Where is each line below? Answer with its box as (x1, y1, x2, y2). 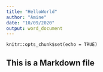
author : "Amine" (6, 14, 47, 20)
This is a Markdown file (6, 58, 95, 68)
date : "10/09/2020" (6, 20, 55, 26)
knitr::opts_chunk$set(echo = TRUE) (6, 42, 98, 48)
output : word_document (6, 25, 63, 32)
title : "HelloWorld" (6, 8, 58, 15)
